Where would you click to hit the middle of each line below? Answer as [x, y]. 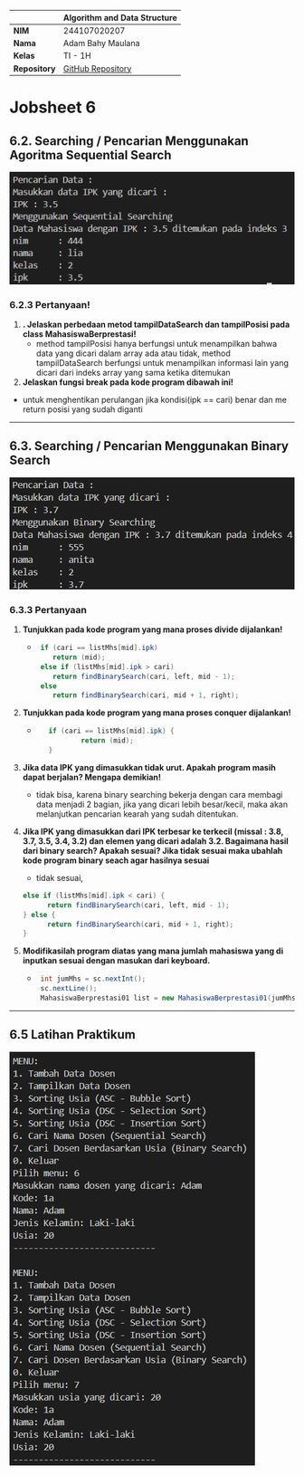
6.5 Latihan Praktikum [72, 1034]
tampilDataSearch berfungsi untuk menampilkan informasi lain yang [162, 362]
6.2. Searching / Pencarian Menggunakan [129, 141]
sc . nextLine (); [69, 989]
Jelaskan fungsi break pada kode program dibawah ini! [128, 382]
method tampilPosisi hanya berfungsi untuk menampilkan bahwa [157, 343]
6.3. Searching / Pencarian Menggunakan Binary [149, 446]
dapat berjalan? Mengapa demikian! [91, 777]
